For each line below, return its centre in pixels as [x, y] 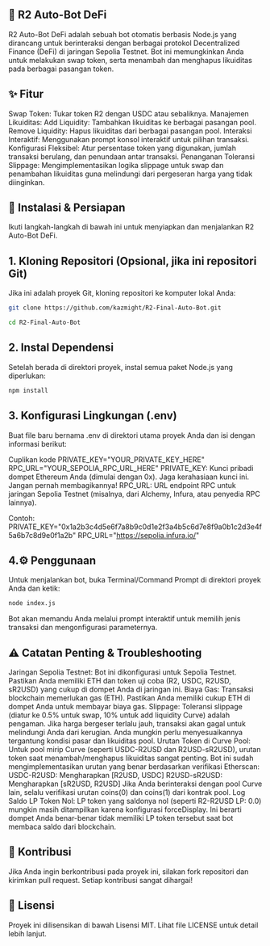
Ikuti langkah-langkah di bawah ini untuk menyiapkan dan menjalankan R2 [131, 227]
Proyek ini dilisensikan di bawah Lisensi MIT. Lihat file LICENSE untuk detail [133, 925]
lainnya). [23, 502]
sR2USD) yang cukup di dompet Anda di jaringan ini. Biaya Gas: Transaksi [131, 689]
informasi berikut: [37, 444]
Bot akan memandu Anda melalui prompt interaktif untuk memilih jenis [125, 619]
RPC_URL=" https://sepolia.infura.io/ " [139, 535]
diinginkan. [27, 182]
